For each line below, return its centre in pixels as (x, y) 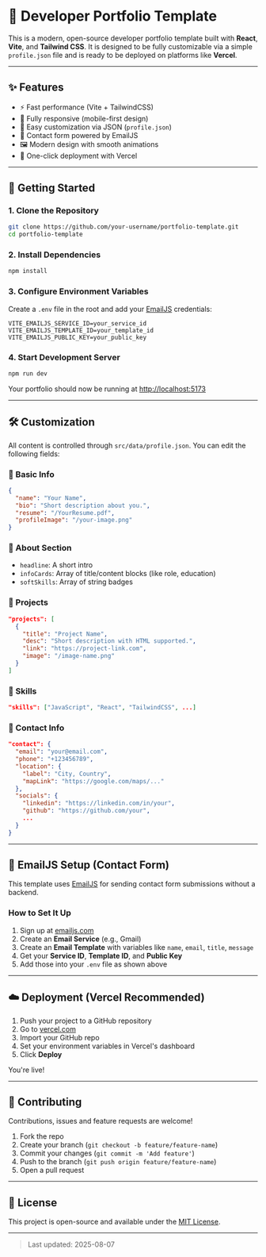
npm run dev (28, 373)
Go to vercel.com (48, 1029)
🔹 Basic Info (31, 474)
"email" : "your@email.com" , (62, 752)
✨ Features (36, 88)
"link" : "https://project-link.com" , (85, 649)
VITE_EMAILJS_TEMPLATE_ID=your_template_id (81, 330)
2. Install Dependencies (55, 255)
